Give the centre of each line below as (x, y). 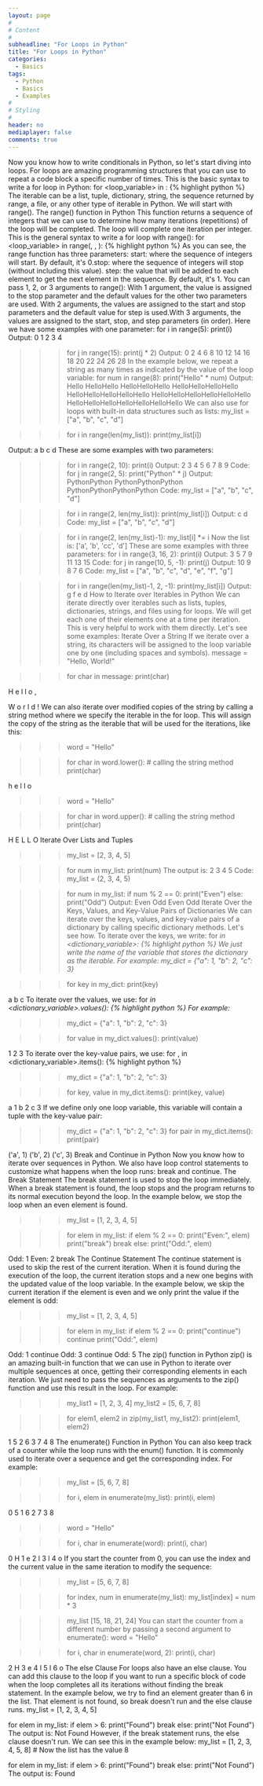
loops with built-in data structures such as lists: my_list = (158, 411)
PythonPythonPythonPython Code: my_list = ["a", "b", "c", (160, 490)
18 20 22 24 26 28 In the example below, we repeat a (152, 361)
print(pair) (83, 1139)
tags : (17, 74)
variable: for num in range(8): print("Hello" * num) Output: (160, 377)
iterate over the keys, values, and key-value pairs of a (153, 919)
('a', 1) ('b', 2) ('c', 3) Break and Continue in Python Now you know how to (126, 1154)
